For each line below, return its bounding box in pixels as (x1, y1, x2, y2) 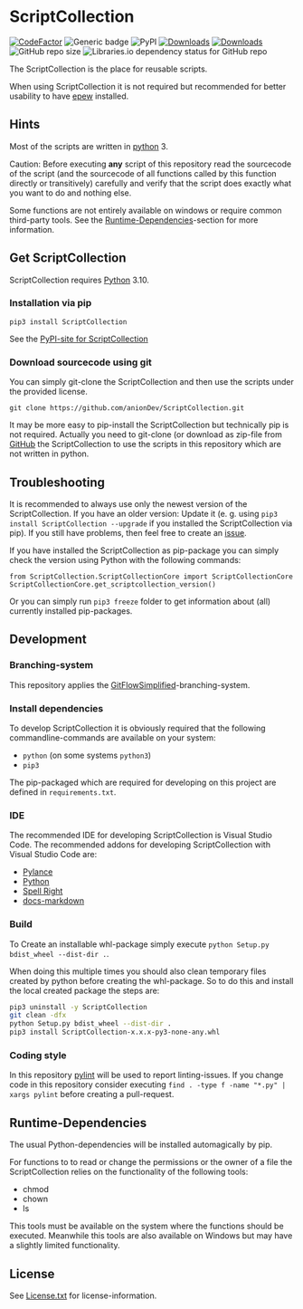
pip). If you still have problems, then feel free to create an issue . (9, 527, 247, 538)
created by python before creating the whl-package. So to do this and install (9, 975, 294, 986)
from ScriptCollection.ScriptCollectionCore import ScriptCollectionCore (9, 572, 294, 581)
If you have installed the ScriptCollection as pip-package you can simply (9, 545, 279, 556)
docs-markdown (22, 895, 85, 906)
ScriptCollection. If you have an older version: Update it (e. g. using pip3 (9, 508, 279, 519)
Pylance (22, 866, 53, 877)
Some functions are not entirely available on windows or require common (9, 205, 282, 215)
